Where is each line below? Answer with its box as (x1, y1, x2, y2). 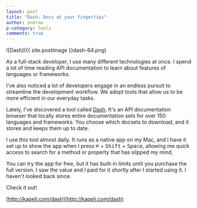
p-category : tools (6, 25, 51, 31)
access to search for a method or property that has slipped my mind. (6, 148, 173, 156)
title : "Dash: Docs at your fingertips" (6, 14, 107, 20)
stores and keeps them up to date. (6, 125, 90, 132)
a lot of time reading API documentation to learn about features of (6, 64, 166, 71)
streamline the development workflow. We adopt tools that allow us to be (6, 88, 183, 95)
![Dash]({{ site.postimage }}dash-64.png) (6, 47, 107, 54)
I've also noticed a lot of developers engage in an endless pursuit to (6, 82, 171, 89)
